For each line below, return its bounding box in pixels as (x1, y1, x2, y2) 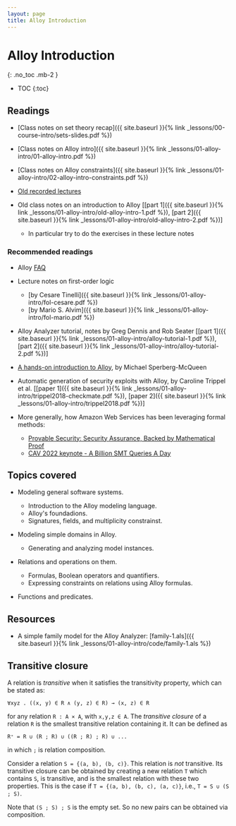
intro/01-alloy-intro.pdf (17, 152, 84, 161)
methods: (17, 420, 46, 429)
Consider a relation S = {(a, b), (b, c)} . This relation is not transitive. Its (7, 759, 223, 767)
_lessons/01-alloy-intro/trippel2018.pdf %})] (17, 399, 145, 407)
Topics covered (7, 469, 77, 481)
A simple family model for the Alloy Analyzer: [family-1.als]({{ (17, 632, 195, 640)
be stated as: (7, 686, 45, 694)
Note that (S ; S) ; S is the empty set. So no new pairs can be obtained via (7, 803, 228, 811)
